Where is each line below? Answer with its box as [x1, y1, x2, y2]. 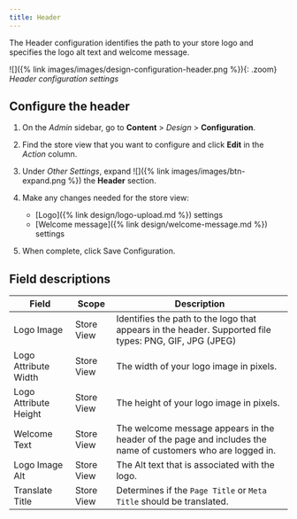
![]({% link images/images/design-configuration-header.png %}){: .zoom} [9, 64, 278, 74]
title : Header [9, 12, 62, 22]
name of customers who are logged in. [116, 445, 277, 457]
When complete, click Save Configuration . [21, 245, 176, 257]
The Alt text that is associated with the [116, 459, 276, 471]
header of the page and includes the [116, 433, 267, 445]
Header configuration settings [9, 73, 119, 84]
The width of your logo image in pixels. [116, 360, 277, 373]
